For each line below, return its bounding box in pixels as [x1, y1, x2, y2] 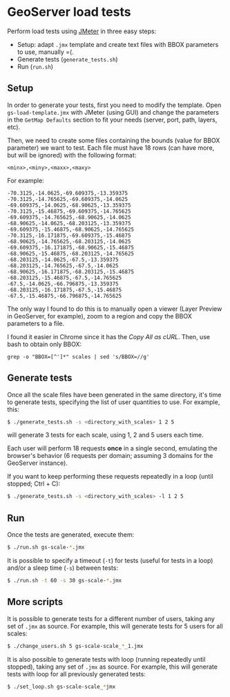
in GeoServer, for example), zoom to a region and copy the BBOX [7, 312, 192, 320]
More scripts [7, 596, 64, 608]
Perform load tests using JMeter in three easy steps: [7, 27, 157, 35]
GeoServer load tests [7, 4, 131, 20]
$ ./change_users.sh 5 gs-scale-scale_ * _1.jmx [7, 642, 144, 649]
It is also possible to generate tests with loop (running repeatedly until [7, 655, 206, 663]
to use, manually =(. [17, 48, 74, 56]
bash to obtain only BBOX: [7, 340, 82, 348]
